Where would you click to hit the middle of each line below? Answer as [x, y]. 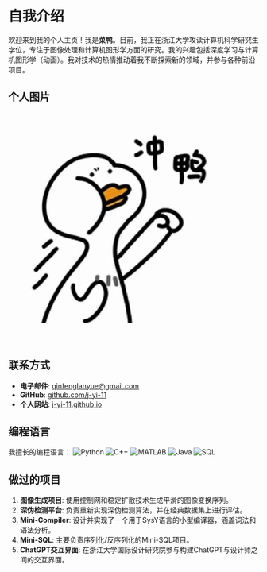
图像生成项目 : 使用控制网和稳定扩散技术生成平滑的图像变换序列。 [126, 500]
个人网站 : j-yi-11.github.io [61, 404]
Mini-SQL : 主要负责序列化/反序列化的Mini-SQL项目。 [106, 540]
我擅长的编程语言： [40, 452]
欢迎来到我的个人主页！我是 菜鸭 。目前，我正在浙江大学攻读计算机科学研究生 [133, 40]
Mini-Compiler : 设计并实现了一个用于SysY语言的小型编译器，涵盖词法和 [138, 520]
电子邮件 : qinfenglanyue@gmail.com [79, 385]
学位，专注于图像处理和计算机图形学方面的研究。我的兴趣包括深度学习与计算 [133, 49]
